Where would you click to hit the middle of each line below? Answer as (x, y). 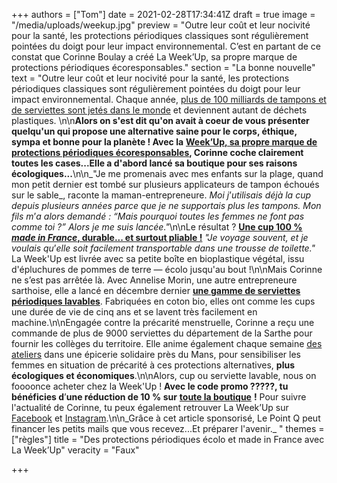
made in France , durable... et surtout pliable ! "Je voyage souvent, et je (160, 237)
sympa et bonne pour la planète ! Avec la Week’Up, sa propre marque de (164, 142)
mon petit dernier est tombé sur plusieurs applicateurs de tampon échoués (165, 184)
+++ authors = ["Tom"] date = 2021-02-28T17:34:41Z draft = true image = (163, 14)
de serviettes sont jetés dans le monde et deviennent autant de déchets (159, 110)
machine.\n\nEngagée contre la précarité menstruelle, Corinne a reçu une (163, 322)
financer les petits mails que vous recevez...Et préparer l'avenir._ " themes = (168, 428)
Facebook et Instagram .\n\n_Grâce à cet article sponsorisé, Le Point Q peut (166, 418)
